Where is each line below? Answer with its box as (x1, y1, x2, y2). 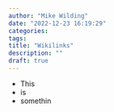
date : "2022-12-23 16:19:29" (8, 19, 107, 27)
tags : (8, 34, 27, 43)
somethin (19, 96, 52, 106)
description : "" (8, 49, 63, 57)
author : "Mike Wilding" (8, 11, 89, 20)
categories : (8, 27, 49, 35)
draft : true (8, 57, 49, 65)
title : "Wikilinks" (8, 42, 74, 50)
